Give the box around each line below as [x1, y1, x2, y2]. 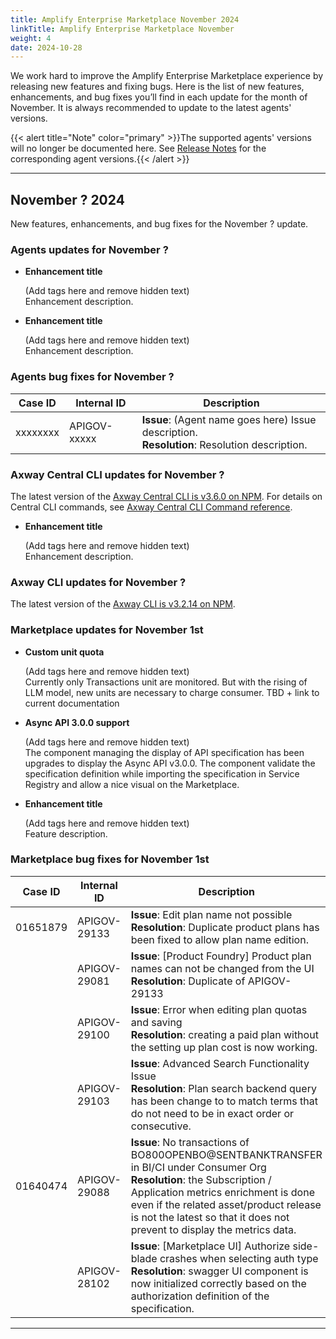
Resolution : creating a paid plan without [130, 1027, 319, 1041]
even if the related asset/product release [130, 1197, 322, 1211]
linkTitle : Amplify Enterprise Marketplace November [10, 24, 235, 34]
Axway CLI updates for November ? [10, 575, 187, 589]
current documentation [24, 697, 120, 709]
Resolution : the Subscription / [130, 1172, 272, 1186]
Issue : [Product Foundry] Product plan [130, 949, 312, 963]
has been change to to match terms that [130, 1094, 318, 1108]
